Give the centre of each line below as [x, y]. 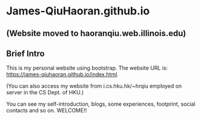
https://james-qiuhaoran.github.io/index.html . [63, 75]
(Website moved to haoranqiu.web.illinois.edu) [96, 33]
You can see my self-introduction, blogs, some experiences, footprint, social [101, 104]
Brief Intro [26, 53]
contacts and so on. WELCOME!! [47, 111]
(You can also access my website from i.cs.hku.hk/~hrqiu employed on [94, 86]
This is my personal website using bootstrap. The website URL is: [87, 68]
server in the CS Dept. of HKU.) [45, 93]
